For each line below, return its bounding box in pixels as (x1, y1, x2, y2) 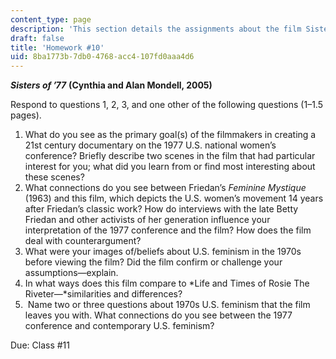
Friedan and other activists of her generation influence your (24, 214, 271, 226)
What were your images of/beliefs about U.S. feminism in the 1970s (24, 246, 302, 258)
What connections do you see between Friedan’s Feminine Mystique (24, 182, 307, 194)
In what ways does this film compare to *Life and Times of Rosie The (24, 277, 310, 290)
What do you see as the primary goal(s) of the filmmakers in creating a (24, 129, 317, 141)
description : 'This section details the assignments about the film (10, 24, 302, 34)
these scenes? (24, 171, 85, 183)
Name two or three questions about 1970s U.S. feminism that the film (27, 299, 311, 311)
